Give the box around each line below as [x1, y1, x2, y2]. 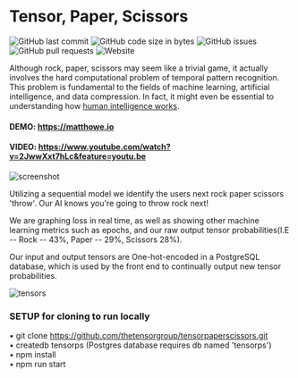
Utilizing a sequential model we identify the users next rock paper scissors [9, 188, 285, 198]
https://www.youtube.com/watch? [38, 141, 172, 153]
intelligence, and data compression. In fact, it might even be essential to [9, 91, 275, 102]
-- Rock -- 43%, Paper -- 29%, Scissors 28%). [9, 234, 183, 245]
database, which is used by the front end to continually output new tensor [9, 261, 282, 272]
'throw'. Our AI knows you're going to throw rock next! [9, 197, 209, 208]
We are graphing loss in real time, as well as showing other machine [9, 214, 260, 225]
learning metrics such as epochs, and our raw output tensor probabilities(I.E [9, 224, 290, 235]
